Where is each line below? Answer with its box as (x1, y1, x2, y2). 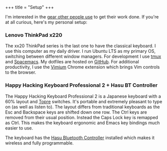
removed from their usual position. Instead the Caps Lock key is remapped (5, 114, 159, 120)
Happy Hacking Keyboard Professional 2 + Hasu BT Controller (5, 82, 158, 89)
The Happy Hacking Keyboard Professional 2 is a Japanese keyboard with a (5, 93, 161, 99)
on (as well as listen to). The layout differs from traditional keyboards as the (5, 104, 160, 110)
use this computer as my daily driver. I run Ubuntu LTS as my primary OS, (5, 48, 156, 54)
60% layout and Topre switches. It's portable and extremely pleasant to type (5, 98, 163, 104)
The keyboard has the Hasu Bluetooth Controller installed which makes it (5, 135, 155, 141)
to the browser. (5, 69, 36, 75)
